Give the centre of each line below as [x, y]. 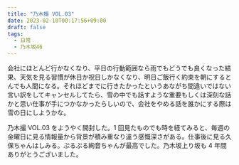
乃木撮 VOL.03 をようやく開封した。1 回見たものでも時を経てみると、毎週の [118, 128]
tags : [15, 34]
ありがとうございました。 [45, 154]
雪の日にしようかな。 [38, 112]
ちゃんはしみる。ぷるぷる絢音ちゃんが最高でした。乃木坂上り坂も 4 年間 [120, 145]
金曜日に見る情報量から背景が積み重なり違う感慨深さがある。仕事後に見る [116, 137]
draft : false [27, 27]
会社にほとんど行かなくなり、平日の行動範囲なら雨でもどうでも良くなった [116, 68]
